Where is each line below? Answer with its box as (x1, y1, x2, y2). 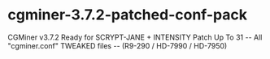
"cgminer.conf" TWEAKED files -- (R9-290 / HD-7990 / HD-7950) (7, 40, 228, 50)
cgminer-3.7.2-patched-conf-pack (7, 6, 247, 24)
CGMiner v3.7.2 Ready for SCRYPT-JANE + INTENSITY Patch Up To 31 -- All (7, 32, 263, 42)
